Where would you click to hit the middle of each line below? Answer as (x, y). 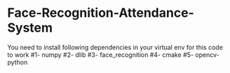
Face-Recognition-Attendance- (101, 13)
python (18, 62)
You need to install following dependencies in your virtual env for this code (115, 47)
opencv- (207, 55)
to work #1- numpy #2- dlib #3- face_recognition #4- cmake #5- (101, 55)
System (30, 28)
